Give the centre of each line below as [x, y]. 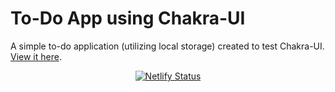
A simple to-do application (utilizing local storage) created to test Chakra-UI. [167, 46]
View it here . [36, 56]
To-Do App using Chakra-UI [128, 18]
